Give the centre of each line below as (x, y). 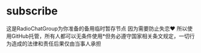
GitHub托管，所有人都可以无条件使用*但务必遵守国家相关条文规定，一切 (100, 36)
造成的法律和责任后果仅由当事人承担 (56, 43)
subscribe (32, 11)
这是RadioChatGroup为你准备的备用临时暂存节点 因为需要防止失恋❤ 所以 (97, 28)
